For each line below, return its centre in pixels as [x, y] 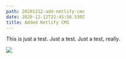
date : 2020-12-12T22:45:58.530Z [45, 17]
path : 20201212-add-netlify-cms [45, 11]
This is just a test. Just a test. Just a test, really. [63, 39]
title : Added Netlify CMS [38, 22]
